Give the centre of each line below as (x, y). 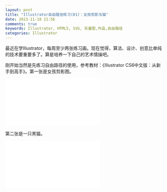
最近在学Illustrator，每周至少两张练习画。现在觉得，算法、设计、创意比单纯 (84, 48)
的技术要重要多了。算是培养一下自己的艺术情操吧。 (58, 54)
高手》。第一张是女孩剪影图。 (44, 71)
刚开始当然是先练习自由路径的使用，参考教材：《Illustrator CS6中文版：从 (81, 65)
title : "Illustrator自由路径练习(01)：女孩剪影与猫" (57, 15)
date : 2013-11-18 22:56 (30, 19)
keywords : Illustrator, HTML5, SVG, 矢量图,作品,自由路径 (64, 29)
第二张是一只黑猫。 (25, 133)
